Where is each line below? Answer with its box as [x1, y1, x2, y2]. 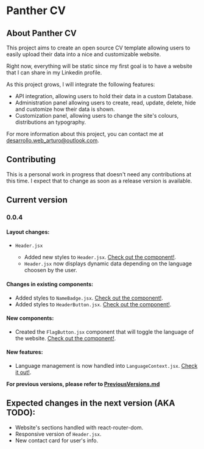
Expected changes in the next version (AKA [6, 398, 175, 409]
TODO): [6, 408, 35, 418]
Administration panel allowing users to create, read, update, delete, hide [15, 99, 196, 106]
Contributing [6, 154, 56, 165]
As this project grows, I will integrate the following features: [6, 81, 155, 88]
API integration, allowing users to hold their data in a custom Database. [15, 93, 194, 99]
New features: [6, 348, 43, 356]
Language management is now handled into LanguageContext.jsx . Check [15, 362, 198, 369]
